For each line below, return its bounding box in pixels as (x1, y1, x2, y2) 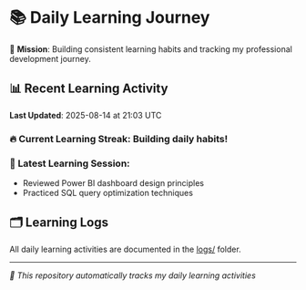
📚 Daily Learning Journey (9, 7, 210, 28)
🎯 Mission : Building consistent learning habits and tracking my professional (9, 43, 293, 55)
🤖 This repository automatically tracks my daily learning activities (9, 270, 257, 281)
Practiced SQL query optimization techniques (22, 187, 194, 198)
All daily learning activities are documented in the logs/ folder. (9, 243, 241, 254)
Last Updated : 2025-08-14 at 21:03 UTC (9, 109, 162, 120)
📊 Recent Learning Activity (9, 81, 168, 97)
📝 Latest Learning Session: (9, 157, 130, 170)
